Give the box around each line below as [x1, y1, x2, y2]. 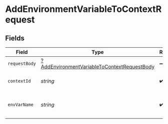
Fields [5, 34, 25, 42]
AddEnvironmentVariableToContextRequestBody [40, 63, 155, 70]
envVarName [7, 102, 33, 108]
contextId [7, 78, 31, 84]
